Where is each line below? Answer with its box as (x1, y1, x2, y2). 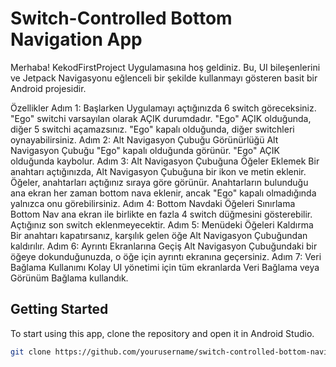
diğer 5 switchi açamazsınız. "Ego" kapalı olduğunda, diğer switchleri (10, 123, 295, 135)
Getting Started (10, 301, 109, 318)
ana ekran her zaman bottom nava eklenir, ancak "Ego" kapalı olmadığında (10, 187, 317, 199)
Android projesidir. (10, 82, 87, 94)
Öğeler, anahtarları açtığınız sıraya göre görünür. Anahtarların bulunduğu (10, 176, 309, 188)
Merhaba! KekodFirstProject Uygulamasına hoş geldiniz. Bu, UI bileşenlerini (10, 61, 321, 73)
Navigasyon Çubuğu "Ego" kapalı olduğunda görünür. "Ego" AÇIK (10, 144, 280, 156)
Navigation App (10, 28, 143, 51)
